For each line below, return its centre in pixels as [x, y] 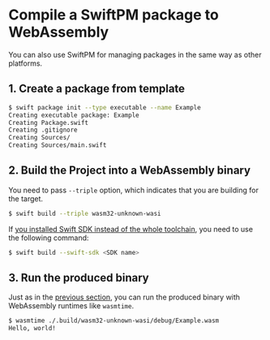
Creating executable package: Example [74, 115]
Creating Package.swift [49, 123]
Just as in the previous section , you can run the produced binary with [124, 297]
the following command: [49, 238]
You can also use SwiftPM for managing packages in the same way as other [135, 54]
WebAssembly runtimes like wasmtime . [71, 306]
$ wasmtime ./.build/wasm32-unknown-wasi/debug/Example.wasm [114, 321]
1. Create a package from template [96, 89]
